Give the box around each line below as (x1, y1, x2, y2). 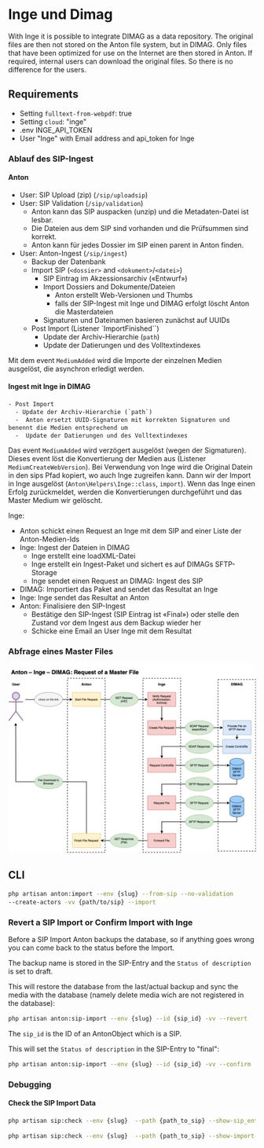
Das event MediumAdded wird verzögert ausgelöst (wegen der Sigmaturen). (8, 446, 247, 455)
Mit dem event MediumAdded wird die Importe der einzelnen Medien (8, 355, 222, 365)
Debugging (8, 1079, 52, 1090)
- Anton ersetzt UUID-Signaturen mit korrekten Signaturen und (15, 416, 230, 424)
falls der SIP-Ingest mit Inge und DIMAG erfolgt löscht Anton (54, 299, 250, 308)
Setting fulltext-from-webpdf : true (19, 108, 132, 118)
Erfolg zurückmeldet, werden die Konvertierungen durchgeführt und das (8, 487, 242, 497)
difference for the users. (8, 64, 86, 74)
